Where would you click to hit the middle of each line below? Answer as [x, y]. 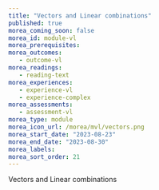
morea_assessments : [41, 105]
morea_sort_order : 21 [44, 156]
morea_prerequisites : [44, 46]
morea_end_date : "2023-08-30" [59, 142]
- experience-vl [46, 90]
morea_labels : [32, 149]
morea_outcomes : [35, 53]
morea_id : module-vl [43, 38]
